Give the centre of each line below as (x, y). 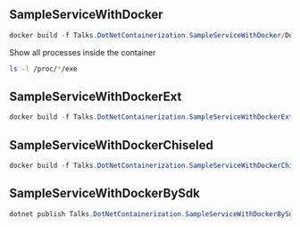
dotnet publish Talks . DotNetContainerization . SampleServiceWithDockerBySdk (153, 214)
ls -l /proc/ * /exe (43, 69)
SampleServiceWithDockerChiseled (112, 145)
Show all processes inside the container (83, 52)
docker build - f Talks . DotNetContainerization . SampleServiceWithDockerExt (151, 117)
